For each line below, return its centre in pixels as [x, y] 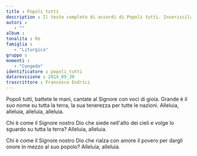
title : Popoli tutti [33, 11]
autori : [17, 22]
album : [16, 33]
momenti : [18, 60]
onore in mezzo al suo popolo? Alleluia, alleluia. [63, 147]
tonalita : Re [23, 39]
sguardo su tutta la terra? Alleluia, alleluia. [57, 129]
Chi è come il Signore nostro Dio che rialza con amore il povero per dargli [94, 140]
